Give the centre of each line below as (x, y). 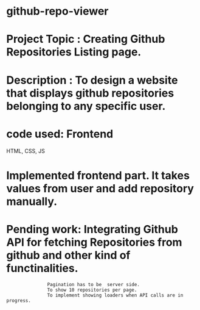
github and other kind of (68, 255)
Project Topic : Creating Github (86, 39)
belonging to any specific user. (86, 106)
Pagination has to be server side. (93, 284)
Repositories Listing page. (74, 52)
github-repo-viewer (57, 11)
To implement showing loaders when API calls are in (115, 295)
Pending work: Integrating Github (92, 229)
